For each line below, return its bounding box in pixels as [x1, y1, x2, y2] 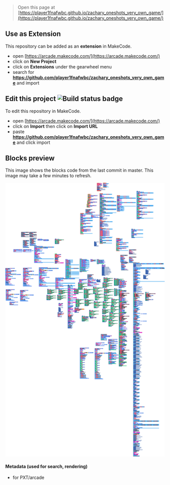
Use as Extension [5, 30, 61, 38]
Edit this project [5, 95, 56, 103]
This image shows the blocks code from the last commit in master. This [5, 167, 154, 174]
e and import [12, 79, 39, 86]
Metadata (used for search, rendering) [5, 463, 88, 469]
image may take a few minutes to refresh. [5, 173, 92, 179]
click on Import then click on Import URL [12, 123, 98, 129]
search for [12, 69, 34, 75]
